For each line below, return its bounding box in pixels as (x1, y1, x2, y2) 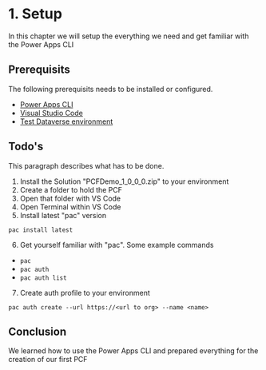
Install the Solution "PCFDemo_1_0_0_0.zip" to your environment (19, 177, 229, 186)
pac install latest (8, 225, 73, 234)
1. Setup (8, 5, 62, 23)
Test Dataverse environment (19, 117, 113, 126)
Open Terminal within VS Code (19, 201, 121, 212)
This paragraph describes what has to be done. (8, 161, 165, 170)
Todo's (8, 140, 44, 153)
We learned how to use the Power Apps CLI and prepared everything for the (8, 346, 259, 356)
